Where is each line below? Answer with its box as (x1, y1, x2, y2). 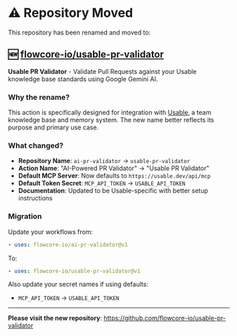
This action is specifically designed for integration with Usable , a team (8, 108, 212, 117)
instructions (18, 194, 53, 202)
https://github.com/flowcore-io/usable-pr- (103, 314, 226, 323)
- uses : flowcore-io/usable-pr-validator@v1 (8, 267, 141, 275)
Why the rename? (8, 92, 70, 102)
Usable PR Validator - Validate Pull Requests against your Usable (8, 67, 197, 75)
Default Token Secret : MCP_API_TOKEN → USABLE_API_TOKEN (18, 179, 186, 188)
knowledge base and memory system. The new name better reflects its (8, 116, 214, 124)
